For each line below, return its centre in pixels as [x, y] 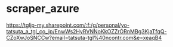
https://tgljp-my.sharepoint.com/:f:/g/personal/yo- [68, 25]
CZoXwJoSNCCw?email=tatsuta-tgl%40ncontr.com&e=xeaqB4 [84, 37]
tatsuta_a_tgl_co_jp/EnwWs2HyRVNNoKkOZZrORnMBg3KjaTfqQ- [86, 31]
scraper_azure [43, 9]
